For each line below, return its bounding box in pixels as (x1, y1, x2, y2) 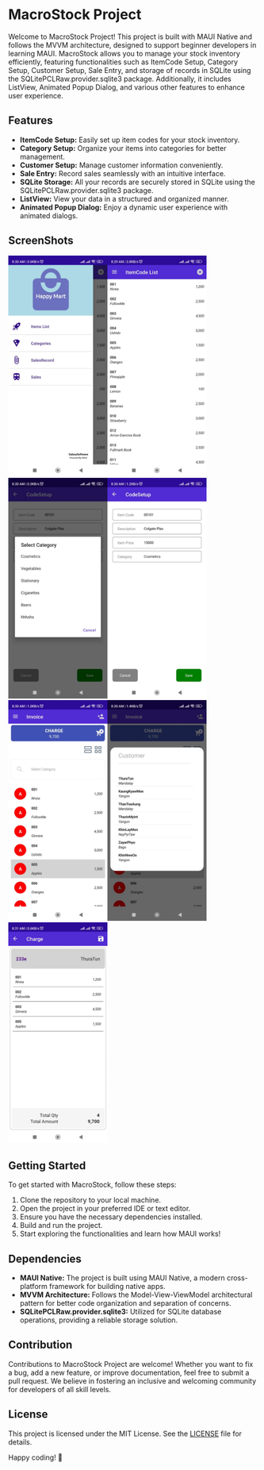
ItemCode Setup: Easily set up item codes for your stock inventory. (19, 135, 240, 144)
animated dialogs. (19, 210, 78, 220)
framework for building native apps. (48, 1282, 166, 1291)
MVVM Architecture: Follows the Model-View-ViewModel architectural (19, 1290, 253, 1299)
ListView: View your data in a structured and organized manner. (19, 194, 230, 203)
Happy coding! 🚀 (8, 1453, 63, 1462)
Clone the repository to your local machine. (19, 1195, 161, 1205)
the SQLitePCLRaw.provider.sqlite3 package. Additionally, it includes (8, 74, 231, 83)
